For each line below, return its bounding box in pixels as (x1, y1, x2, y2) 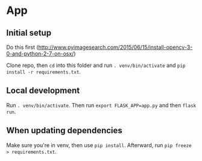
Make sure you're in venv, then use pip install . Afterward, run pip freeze (6, 141, 192, 148)
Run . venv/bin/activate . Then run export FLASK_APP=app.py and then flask (6, 101, 197, 109)
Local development (6, 86, 80, 96)
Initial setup (6, 28, 52, 38)
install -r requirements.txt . (6, 68, 81, 75)
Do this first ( (6, 43, 39, 51)
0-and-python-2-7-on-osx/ (6, 50, 74, 57)
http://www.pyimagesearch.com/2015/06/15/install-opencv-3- (38, 43, 193, 51)
